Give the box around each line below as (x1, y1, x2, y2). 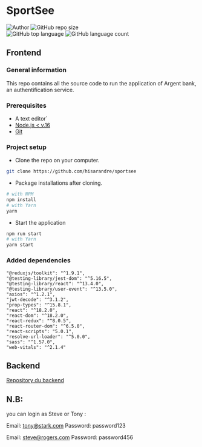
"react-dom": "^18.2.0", (6, 313, 69, 319)
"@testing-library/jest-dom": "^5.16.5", (6, 275, 112, 282)
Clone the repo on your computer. (15, 157, 100, 164)
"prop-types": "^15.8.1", (6, 302, 71, 308)
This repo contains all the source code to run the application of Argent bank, (6, 79, 197, 87)
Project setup (6, 143, 47, 151)
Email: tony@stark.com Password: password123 (6, 422, 126, 429)
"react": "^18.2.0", (6, 307, 59, 313)
